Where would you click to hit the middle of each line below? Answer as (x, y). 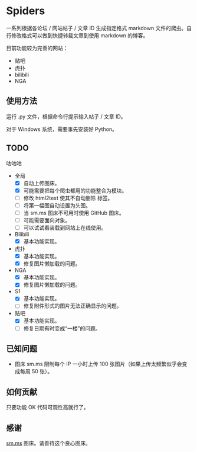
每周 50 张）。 (36, 371)
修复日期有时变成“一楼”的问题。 (62, 328)
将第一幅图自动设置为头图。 (57, 205)
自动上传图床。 (42, 183)
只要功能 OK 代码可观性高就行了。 (47, 408)
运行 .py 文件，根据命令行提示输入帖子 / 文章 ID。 (66, 116)
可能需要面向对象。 (47, 220)
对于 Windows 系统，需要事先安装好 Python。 (62, 129)
